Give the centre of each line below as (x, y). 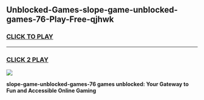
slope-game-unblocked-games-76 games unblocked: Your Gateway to (98, 84)
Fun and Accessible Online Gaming (51, 90)
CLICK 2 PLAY (27, 59)
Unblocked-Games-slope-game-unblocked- (92, 10)
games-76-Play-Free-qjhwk (60, 20)
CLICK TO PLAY (30, 37)
